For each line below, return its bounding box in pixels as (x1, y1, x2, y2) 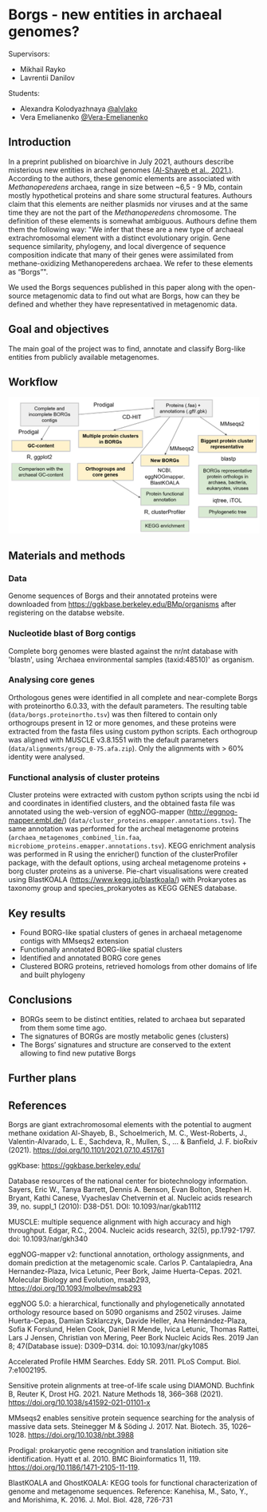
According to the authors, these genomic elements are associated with (8, 173, 241, 183)
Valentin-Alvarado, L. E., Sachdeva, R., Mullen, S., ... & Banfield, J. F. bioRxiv (8, 1136, 257, 1146)
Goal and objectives (8, 323, 109, 336)
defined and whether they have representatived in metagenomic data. (8, 299, 238, 309)
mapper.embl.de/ (8, 816, 65, 825)
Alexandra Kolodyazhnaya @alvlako (19, 104, 138, 113)
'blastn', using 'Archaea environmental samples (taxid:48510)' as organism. (8, 655, 255, 664)
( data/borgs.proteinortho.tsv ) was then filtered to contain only (8, 709, 218, 719)
